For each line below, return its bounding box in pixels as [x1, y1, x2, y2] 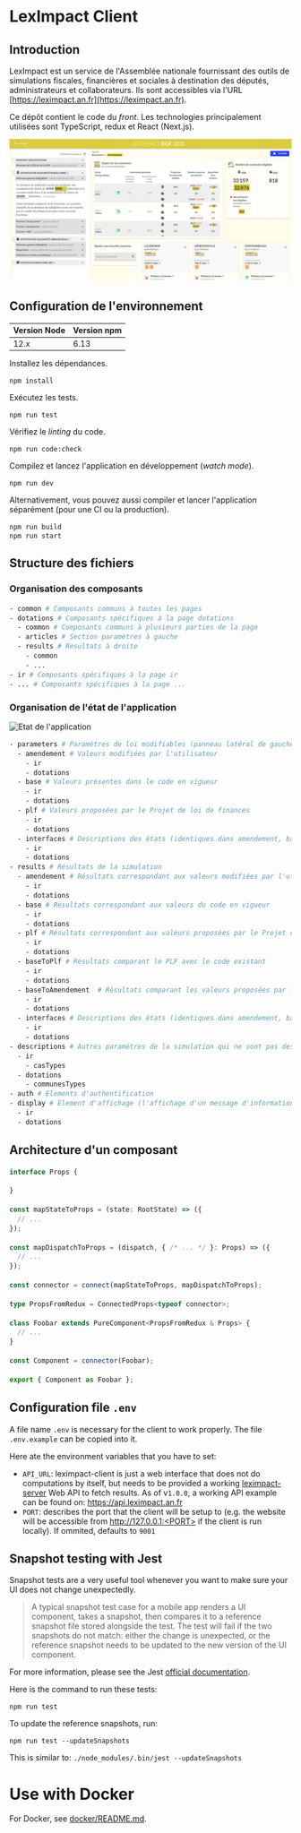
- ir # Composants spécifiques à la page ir [9, 670, 178, 679]
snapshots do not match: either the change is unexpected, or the [30, 1631, 271, 1641]
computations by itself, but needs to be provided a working [21, 1477, 240, 1488]
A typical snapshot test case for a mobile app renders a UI [30, 1602, 246, 1613]
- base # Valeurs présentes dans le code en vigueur [17, 778, 219, 787]
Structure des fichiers [9, 555, 134, 571]
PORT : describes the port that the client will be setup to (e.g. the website [21, 1506, 287, 1517]
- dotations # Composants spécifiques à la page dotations [9, 614, 235, 623]
